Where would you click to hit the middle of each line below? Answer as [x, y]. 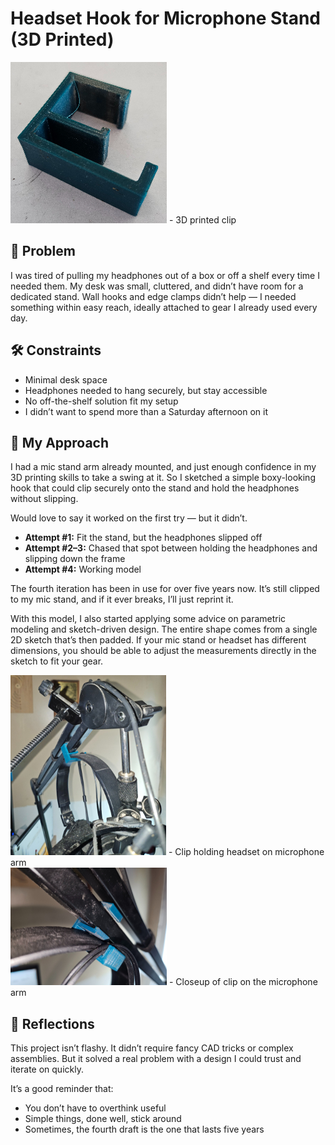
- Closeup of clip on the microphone [243, 982]
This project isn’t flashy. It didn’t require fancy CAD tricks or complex [152, 1048]
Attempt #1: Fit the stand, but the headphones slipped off [143, 538]
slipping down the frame [75, 559]
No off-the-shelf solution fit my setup [101, 401]
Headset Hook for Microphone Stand [166, 18]
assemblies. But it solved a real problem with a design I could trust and [156, 1059]
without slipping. [44, 499]
